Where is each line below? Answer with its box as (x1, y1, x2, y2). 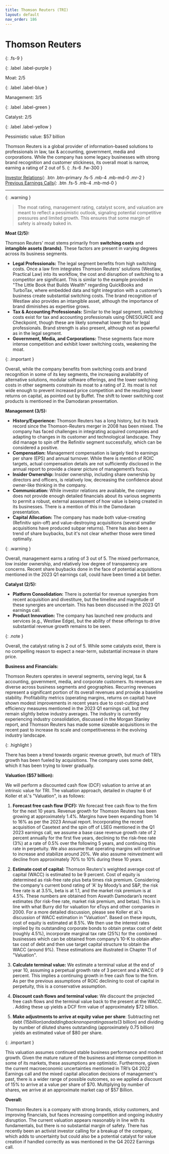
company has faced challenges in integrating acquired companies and (12, 428, 158, 435)
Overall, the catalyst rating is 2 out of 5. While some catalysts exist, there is (5, 643, 161, 649)
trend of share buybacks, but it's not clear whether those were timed (12, 531, 155, 537)
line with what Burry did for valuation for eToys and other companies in (12, 904, 159, 910)
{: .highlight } (5, 742, 32, 748)
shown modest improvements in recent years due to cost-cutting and (5, 700, 149, 706)
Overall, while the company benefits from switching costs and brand (5, 366, 147, 372)
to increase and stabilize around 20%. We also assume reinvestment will (12, 851, 162, 857)
